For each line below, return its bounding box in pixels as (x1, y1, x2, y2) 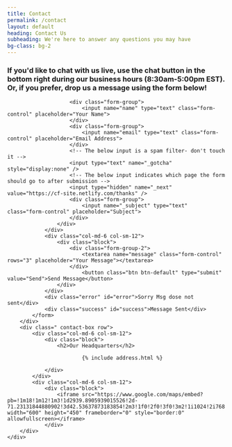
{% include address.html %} (81, 354, 163, 362)
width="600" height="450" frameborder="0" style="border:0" (7, 409, 185, 416)
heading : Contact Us (7, 29, 67, 37)
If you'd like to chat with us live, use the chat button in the (7, 65, 206, 75)
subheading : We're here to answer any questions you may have (7, 36, 191, 43)
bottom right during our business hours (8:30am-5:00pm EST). (7, 74, 225, 84)
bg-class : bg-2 (7, 42, 51, 49)
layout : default (7, 23, 54, 30)
